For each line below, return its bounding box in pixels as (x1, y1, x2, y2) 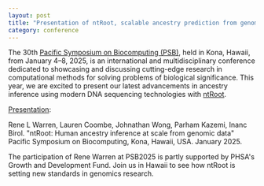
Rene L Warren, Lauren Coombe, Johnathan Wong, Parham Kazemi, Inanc (8, 120, 247, 130)
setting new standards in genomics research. (8, 169, 155, 178)
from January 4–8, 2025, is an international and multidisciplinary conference (8, 56, 255, 65)
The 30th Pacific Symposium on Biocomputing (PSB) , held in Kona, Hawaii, (8, 48, 251, 58)
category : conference (8, 26, 79, 34)
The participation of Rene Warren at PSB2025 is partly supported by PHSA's (8, 152, 255, 162)
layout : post (8, 11, 51, 20)
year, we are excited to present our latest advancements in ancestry (8, 81, 228, 91)
